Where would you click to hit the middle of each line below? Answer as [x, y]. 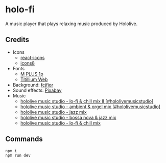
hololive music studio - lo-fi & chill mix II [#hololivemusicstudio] [87, 101]
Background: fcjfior [33, 85]
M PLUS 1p [32, 74]
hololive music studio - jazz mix [53, 112]
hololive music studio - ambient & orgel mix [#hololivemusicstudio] [90, 107]
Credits [17, 40]
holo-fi [20, 9]
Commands [24, 139]
